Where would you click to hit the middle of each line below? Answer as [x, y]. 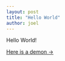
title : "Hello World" [33, 18]
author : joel [23, 23]
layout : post [23, 12]
